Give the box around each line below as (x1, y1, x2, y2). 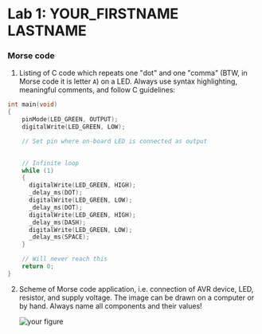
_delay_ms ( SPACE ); (28, 233, 90, 242)
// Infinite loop (22, 159, 80, 167)
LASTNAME (7, 22, 87, 40)
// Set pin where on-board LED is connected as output (22, 137, 208, 145)
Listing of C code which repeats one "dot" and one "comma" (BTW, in (18, 69, 248, 78)
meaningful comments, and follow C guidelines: (18, 85, 176, 95)
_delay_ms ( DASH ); (28, 218, 87, 226)
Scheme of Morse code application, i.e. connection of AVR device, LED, (18, 284, 254, 293)
